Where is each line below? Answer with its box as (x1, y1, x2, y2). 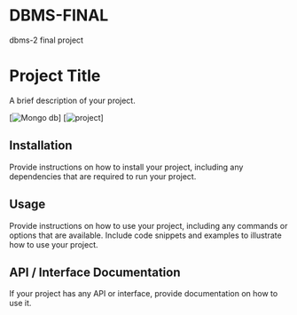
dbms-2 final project (9, 35, 84, 45)
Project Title (9, 66, 101, 86)
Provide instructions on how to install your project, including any (9, 161, 244, 172)
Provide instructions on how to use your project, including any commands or (9, 220, 288, 231)
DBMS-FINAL (9, 5, 109, 26)
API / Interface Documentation (9, 264, 181, 280)
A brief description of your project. (9, 95, 136, 106)
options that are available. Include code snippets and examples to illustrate (9, 230, 282, 240)
